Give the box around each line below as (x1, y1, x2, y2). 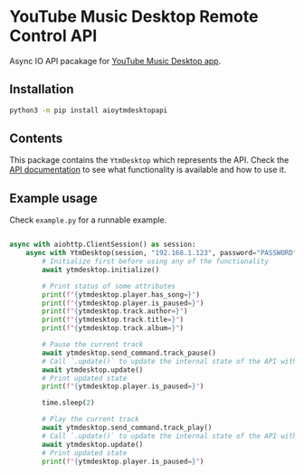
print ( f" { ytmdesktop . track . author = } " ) (42, 307, 188, 316)
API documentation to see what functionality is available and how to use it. (9, 165, 287, 176)
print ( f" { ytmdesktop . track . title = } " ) (42, 315, 184, 325)
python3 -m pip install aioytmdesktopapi (9, 106, 168, 115)
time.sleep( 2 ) (42, 398, 95, 408)
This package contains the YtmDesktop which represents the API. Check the (9, 155, 290, 166)
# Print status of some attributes (42, 281, 176, 290)
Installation (9, 81, 74, 97)
